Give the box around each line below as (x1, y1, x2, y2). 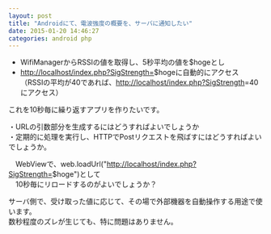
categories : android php (8, 34, 92, 43)
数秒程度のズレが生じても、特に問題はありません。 (8, 217, 178, 227)
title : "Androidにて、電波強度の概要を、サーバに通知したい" (8, 19, 193, 27)
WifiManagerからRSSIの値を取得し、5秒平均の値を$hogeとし (19, 57, 225, 67)
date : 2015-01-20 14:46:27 (8, 27, 100, 35)
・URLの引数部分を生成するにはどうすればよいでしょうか (8, 122, 200, 132)
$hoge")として (52, 169, 101, 179)
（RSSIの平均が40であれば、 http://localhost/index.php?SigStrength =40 (19, 77, 259, 87)
